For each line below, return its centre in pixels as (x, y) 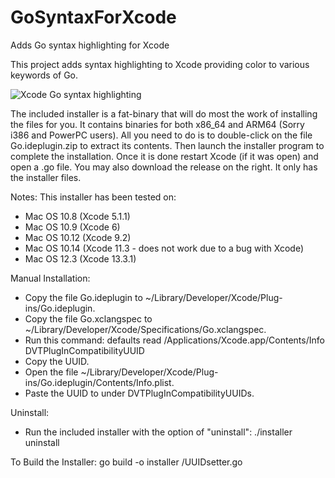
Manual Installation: (50, 278)
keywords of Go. (44, 75)
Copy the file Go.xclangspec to (88, 318)
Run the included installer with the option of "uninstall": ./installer (158, 432)
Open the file (51, 372)
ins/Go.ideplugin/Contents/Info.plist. (99, 382)
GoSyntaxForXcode (93, 17)
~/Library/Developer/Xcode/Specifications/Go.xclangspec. (145, 329)
